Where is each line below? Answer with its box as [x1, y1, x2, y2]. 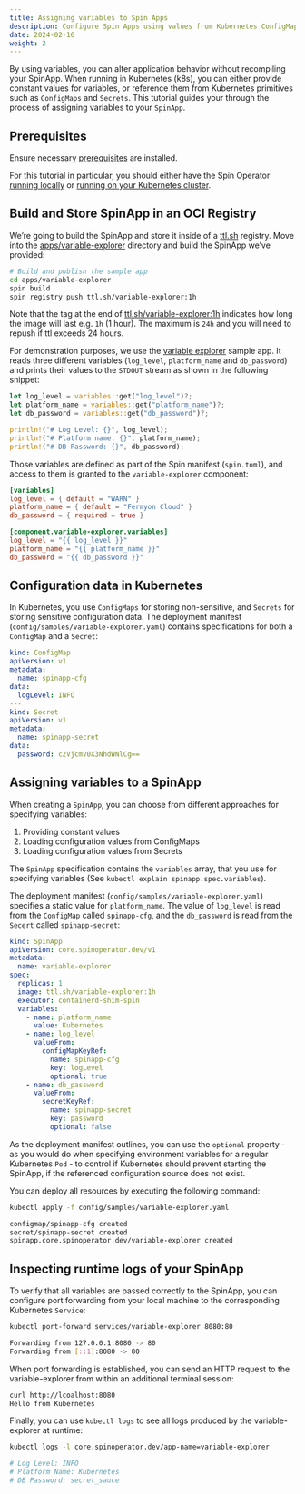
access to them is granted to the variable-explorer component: [9, 468, 249, 479]
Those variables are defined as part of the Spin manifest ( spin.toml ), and [9, 458, 283, 469]
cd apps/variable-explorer [9, 275, 112, 284]
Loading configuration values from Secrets [22, 845, 183, 856]
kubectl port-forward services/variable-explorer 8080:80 [9, 1322, 233, 1332]
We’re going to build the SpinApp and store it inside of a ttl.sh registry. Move [9, 230, 295, 241]
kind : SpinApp [9, 937, 64, 946]
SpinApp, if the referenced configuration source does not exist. [9, 1167, 246, 1178]
